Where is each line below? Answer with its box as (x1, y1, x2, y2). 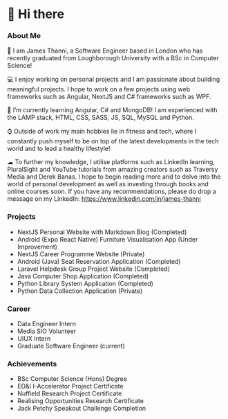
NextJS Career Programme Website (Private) (17, 249, 145, 258)
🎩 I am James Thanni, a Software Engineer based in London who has (7, 46, 203, 55)
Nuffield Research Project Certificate (17, 389, 122, 398)
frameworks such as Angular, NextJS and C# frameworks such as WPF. (7, 93, 211, 101)
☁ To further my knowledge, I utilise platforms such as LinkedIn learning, (7, 158, 216, 166)
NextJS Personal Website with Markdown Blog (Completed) (17, 228, 187, 236)
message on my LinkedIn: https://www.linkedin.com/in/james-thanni (7, 195, 202, 203)
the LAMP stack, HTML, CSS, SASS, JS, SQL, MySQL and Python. (7, 114, 195, 122)
